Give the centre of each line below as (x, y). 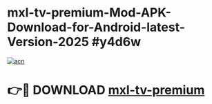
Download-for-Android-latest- (96, 27)
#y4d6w (116, 42)
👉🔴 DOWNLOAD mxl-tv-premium (106, 90)
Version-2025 (48, 42)
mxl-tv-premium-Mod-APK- (89, 13)
